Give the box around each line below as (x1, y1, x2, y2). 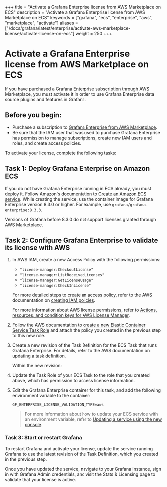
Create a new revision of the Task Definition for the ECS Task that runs (12, 342, 157, 348)
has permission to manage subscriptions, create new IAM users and (12, 135, 152, 141)
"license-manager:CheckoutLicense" (19, 267, 93, 272)
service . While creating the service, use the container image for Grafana (5, 196, 153, 202)
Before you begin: (5, 111, 62, 119)
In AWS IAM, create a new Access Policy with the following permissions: (12, 257, 161, 263)
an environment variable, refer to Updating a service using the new (24, 416, 162, 422)
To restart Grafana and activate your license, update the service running (5, 445, 153, 451)
